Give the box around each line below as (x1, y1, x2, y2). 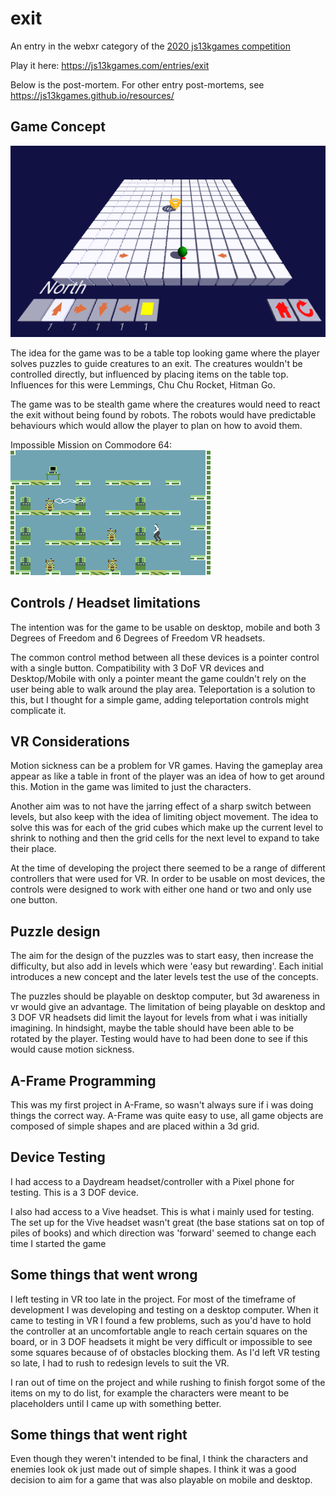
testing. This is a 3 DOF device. (10, 1186, 139, 1198)
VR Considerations (10, 733, 130, 750)
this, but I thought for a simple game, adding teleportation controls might (10, 693, 310, 706)
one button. (10, 894, 58, 906)
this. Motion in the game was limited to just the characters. (10, 781, 252, 793)
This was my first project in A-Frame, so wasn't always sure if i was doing (10, 1099, 314, 1111)
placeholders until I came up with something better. (10, 1397, 222, 1409)
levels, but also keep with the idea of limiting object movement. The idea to (10, 811, 319, 823)
